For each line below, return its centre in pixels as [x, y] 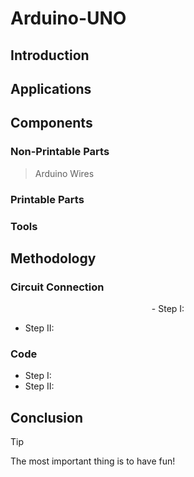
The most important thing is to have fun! [93, 461]
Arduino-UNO [68, 18]
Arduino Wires [64, 173]
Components [51, 123]
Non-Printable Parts [60, 152]
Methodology [53, 258]
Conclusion [47, 417]
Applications [51, 88]
